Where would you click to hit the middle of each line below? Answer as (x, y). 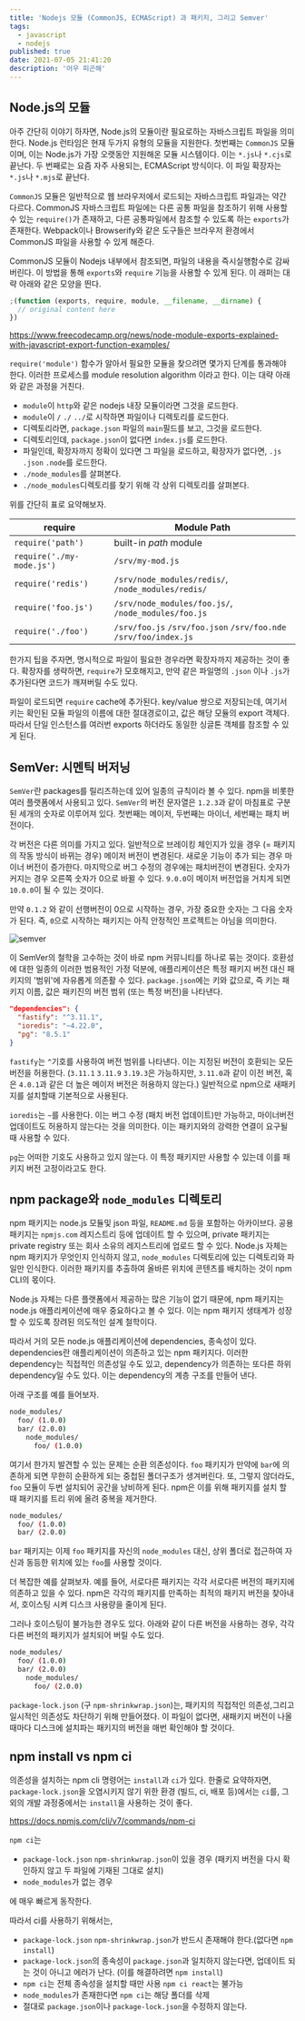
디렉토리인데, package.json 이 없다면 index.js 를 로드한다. (125, 440)
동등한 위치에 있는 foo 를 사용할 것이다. (94, 1563)
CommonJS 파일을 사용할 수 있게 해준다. (82, 241)
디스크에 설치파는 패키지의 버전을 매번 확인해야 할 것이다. (134, 1727)
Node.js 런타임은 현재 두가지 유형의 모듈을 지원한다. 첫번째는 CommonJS (153, 143)
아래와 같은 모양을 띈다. (60, 284)
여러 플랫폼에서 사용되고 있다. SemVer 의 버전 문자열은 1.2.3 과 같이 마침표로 (142, 802)
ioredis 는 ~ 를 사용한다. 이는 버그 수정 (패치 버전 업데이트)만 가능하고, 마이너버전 (152, 1114)
